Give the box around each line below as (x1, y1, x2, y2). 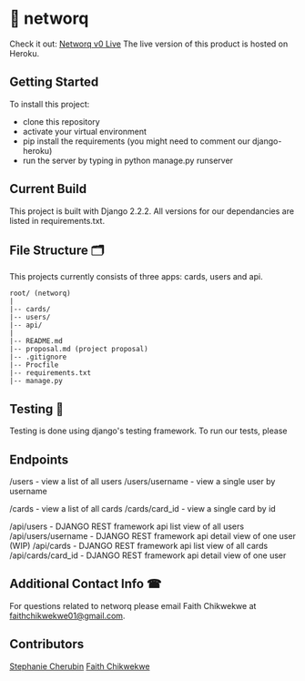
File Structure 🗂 (9, 242, 105, 258)
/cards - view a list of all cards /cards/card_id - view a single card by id (9, 503, 276, 513)
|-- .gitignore (9, 352, 67, 362)
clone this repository (22, 116, 100, 127)
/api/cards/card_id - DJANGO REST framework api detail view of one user (9, 550, 287, 561)
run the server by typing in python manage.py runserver (22, 155, 234, 166)
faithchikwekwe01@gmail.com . (9, 610, 126, 621)
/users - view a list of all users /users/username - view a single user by (9, 476, 276, 486)
